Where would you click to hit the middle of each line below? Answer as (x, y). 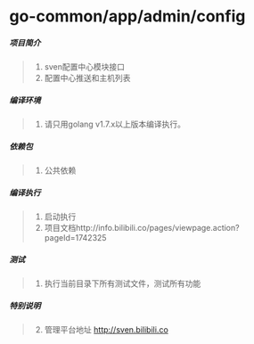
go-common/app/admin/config (127, 16)
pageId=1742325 (75, 238)
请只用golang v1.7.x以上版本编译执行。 (115, 124)
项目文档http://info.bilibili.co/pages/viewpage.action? (142, 228)
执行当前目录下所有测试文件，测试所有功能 (123, 283)
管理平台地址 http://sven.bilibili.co (107, 330)
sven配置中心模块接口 (85, 67)
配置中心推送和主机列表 (87, 78)
